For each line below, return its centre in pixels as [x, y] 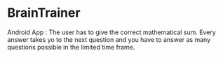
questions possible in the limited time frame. [71, 47]
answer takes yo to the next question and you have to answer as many [109, 39]
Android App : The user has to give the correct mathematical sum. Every [111, 32]
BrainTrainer [44, 13]
